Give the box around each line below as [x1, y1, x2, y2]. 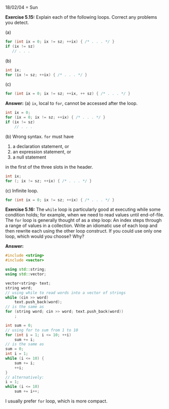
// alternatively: [5, 375, 44, 380]
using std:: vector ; [5, 272, 47, 277]
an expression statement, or [12, 148, 72, 155]
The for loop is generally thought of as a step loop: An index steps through [5, 217, 162, 224]
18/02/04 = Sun [5, 5, 38, 10]
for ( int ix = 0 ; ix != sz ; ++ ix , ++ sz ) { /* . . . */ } [5, 91, 131, 96]
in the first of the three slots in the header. [5, 164, 93, 170]
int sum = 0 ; [5, 323, 33, 328]
